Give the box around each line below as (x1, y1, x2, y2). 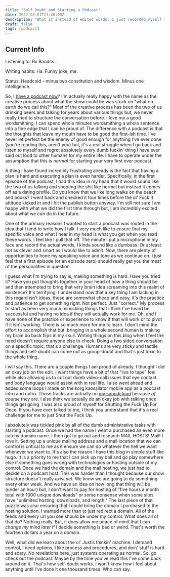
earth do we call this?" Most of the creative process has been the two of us (5, 104, 162, 110)
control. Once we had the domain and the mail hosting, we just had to (5, 465, 150, 471)
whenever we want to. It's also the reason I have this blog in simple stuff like (5, 448, 164, 455)
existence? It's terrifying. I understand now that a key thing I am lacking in (5, 289, 159, 295)
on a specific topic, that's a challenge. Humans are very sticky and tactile (5, 343, 158, 349)
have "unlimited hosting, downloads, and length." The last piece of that (5, 497, 153, 503)
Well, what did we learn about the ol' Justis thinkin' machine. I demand (5, 539, 153, 545)
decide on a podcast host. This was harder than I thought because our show (5, 470, 164, 476)
